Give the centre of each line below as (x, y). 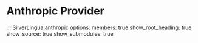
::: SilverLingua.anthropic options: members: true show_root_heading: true (99, 27)
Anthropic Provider (55, 11)
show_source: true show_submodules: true (60, 33)
